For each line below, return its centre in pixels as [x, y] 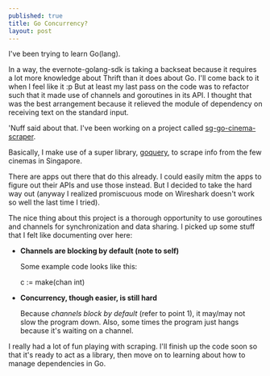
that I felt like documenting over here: [71, 235]
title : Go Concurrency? [48, 23]
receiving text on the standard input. [69, 112]
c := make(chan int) [52, 282]
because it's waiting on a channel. [77, 331]
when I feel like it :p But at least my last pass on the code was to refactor [129, 87]
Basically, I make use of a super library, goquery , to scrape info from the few [135, 152]
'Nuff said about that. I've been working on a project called [106, 128]
